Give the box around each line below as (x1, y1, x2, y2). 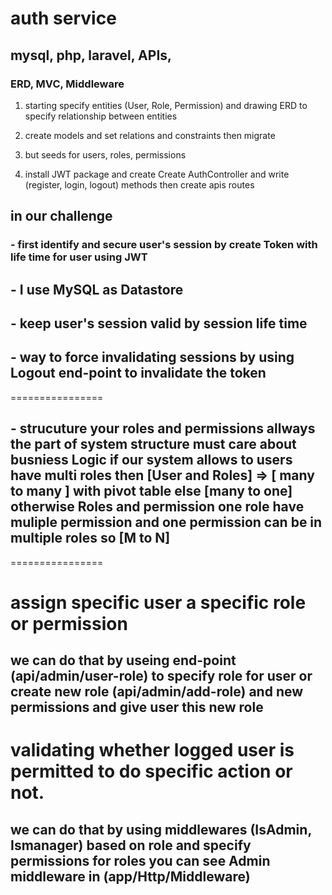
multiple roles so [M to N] (10, 530, 171, 547)
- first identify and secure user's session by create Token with (10, 238, 318, 252)
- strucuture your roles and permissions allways (10, 420, 316, 437)
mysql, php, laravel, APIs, (10, 47, 173, 64)
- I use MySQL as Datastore (10, 281, 184, 298)
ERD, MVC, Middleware (10, 77, 125, 91)
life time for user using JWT (10, 250, 148, 264)
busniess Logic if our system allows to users (10, 452, 293, 469)
